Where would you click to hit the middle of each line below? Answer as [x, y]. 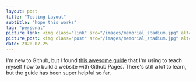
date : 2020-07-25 [27, 44]
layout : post [22, 11]
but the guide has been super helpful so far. [59, 73]
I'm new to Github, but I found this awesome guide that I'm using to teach [94, 60]
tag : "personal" [26, 28]
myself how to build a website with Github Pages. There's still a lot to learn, [96, 66]
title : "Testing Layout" [36, 17]
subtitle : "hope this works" [41, 22]
